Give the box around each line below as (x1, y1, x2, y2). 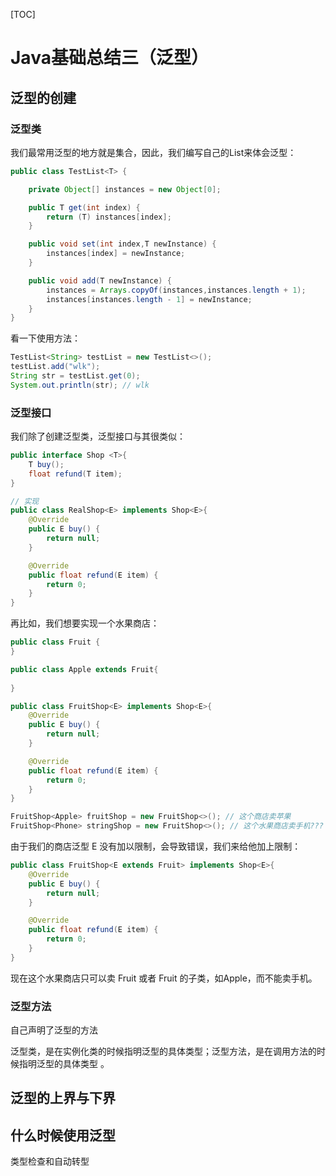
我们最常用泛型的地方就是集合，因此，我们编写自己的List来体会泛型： (10, 146, 297, 158)
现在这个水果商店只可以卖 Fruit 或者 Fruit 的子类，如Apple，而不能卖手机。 (10, 972, 318, 984)
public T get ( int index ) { (28, 202, 141, 213)
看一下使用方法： (10, 332, 81, 344)
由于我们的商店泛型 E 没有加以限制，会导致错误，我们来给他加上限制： (10, 840, 302, 853)
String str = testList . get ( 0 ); (10, 371, 141, 381)
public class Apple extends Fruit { (10, 664, 159, 674)
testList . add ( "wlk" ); (10, 362, 101, 372)
